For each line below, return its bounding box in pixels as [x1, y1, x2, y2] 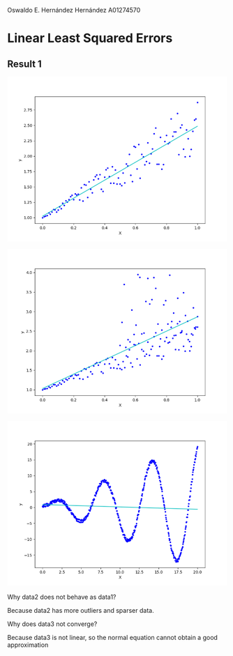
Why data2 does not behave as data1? [7, 593, 116, 601]
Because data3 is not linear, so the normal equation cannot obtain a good [7, 634, 218, 641]
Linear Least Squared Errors [7, 31, 173, 46]
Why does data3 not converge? [7, 620, 98, 628]
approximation [7, 641, 49, 649]
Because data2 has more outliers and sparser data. [7, 607, 155, 614]
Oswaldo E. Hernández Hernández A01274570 [7, 6, 141, 14]
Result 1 [7, 58, 42, 70]
